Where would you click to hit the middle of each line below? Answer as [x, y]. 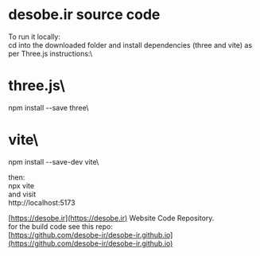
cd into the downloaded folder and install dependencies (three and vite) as [130, 45]
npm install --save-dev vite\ [54, 161]
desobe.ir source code [84, 15]
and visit [22, 194]
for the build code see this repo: [60, 226]
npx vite [21, 185]
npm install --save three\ [49, 107]
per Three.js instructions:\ [50, 53]
